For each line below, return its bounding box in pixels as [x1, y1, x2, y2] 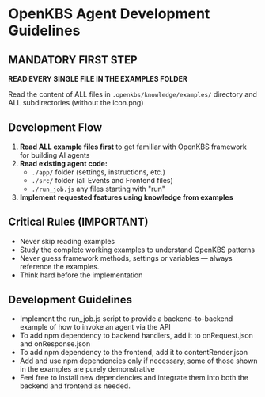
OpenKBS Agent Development [8, 5, 210, 23]
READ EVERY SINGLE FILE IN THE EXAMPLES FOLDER [8, 74, 187, 83]
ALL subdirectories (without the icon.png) [8, 98, 144, 107]
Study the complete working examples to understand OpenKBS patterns [19, 245, 256, 254]
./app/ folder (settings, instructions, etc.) [31, 167, 166, 177]
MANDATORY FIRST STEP [8, 53, 138, 67]
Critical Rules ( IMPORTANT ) [8, 216, 149, 229]
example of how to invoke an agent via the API [19, 323, 172, 332]
